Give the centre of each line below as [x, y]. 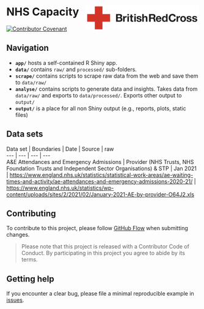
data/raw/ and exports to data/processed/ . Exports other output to [98, 95]
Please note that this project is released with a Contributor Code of [105, 247]
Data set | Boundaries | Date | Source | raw [60, 149]
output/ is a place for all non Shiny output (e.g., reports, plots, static [100, 108]
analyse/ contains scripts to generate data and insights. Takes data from [106, 89]
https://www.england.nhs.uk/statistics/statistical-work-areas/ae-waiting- [101, 175]
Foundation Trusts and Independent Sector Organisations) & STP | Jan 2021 [101, 168]
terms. [29, 259]
